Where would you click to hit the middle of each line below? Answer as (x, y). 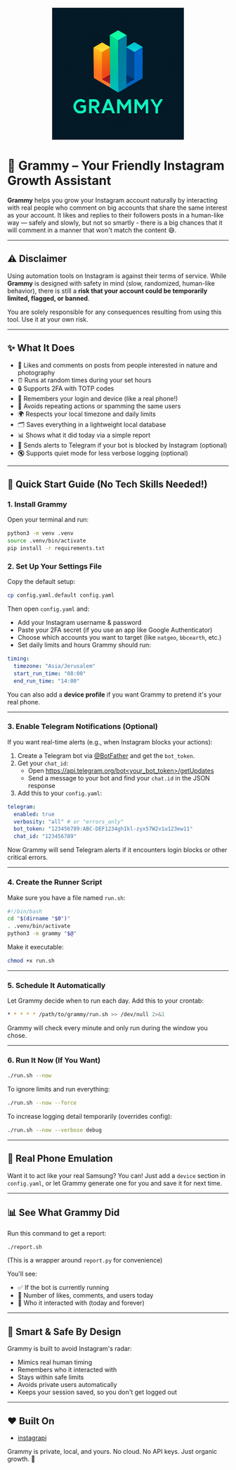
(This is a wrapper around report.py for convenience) (85, 1260)
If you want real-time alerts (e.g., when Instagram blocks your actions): (110, 742)
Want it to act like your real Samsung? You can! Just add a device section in (117, 1175)
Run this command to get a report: (57, 1233)
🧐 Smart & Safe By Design (64, 1332)
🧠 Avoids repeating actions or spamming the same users (99, 406)
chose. (17, 1036)
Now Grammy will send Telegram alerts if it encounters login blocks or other (117, 850)
